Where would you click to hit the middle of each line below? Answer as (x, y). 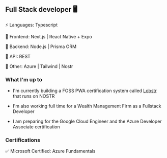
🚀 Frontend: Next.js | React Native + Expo (49, 36)
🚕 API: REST (18, 56)
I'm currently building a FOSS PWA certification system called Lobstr (85, 91)
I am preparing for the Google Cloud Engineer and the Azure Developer (87, 121)
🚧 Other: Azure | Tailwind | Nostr (39, 66)
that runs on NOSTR (34, 96)
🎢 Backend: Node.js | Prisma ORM (41, 47)
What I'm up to (24, 79)
